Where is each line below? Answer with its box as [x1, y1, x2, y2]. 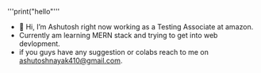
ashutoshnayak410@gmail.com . [18, 56, 123, 65]
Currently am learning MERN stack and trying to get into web [18, 31, 218, 40]
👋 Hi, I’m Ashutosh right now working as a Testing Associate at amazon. [18, 22, 254, 31]
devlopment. [18, 39, 60, 48]
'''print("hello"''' [7, 7, 60, 16]
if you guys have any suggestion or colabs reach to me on [18, 48, 209, 56]
